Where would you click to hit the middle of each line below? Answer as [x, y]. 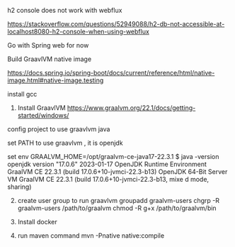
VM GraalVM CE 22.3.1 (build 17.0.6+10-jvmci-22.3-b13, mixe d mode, [108, 179]
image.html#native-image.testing [56, 80]
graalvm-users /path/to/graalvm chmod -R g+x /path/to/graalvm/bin [117, 208]
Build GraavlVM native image [50, 59]
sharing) [19, 187]
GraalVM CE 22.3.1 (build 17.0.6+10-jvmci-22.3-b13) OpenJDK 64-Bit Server [117, 172]
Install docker [38, 222]
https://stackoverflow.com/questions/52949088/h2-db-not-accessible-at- [116, 24]
